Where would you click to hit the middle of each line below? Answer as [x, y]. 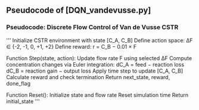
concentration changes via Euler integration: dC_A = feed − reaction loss [95, 64]
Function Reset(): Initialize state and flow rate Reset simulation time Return [97, 95]
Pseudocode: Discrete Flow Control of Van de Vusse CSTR [92, 27]
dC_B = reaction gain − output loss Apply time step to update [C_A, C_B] [95, 71]
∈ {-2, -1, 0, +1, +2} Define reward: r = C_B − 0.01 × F [71, 46]
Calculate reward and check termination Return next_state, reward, [88, 77]
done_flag [18, 83]
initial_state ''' [23, 101]
